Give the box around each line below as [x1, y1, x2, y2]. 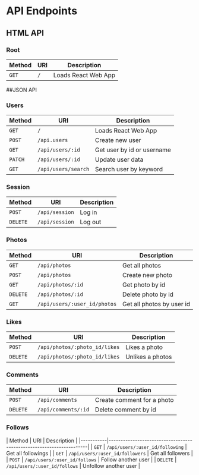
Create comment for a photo [94, 396, 174, 404]
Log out [80, 218, 102, 227]
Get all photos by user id [122, 300, 191, 308]
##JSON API [6, 86, 37, 93]
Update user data [94, 156, 144, 164]
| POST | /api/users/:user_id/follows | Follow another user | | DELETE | [6, 456, 177, 463]
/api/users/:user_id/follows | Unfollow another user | [6, 462, 141, 469]
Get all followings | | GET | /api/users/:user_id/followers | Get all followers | [6, 449, 193, 457]
